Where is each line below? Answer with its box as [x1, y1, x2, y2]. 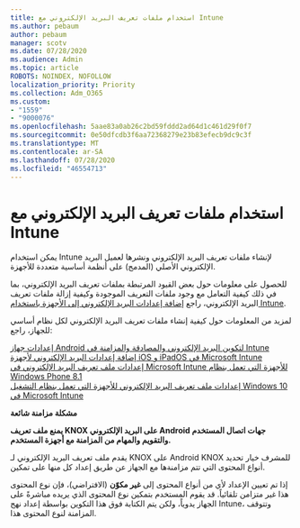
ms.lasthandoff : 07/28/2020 [10, 155, 116, 165]
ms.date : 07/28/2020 [10, 47, 88, 56]
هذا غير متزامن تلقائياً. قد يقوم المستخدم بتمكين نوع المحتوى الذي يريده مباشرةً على [10, 488, 289, 500]
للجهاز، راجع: [10, 325, 53, 336]
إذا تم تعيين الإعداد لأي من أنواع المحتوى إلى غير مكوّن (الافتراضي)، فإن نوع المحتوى [10, 479, 288, 490]
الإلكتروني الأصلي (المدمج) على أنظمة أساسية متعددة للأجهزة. [10, 261, 216, 272]
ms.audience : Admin [10, 55, 84, 64]
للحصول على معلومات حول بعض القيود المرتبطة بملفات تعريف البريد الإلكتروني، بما [10, 278, 287, 289]
